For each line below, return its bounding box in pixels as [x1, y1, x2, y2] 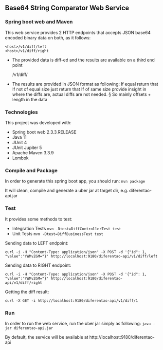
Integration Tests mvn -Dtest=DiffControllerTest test [12, 225, 122, 231]
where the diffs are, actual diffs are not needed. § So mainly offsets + [12, 91, 151, 97]
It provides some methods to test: [5, 216, 72, 222]
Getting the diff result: [5, 289, 49, 295]
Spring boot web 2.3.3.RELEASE [12, 129, 77, 135]
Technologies [5, 109, 38, 115]
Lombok [12, 155, 29, 161]
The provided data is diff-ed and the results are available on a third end [12, 57, 155, 63]
